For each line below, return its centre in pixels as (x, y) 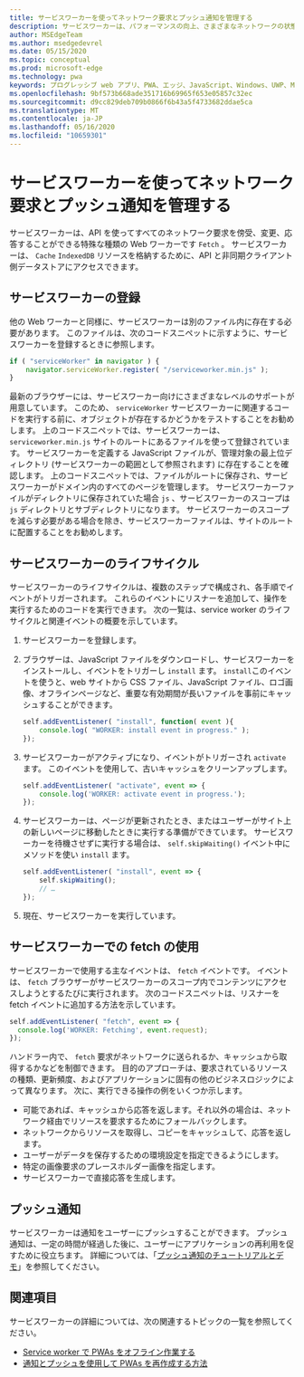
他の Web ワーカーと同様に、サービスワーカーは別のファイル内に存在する (147, 321)
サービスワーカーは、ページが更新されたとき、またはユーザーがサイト (153, 821)
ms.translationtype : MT (54, 110)
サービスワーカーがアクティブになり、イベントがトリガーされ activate (154, 757)
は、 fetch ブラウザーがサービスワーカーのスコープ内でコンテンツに (137, 981)
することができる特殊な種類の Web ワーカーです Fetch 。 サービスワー (148, 244)
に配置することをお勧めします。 (69, 532)
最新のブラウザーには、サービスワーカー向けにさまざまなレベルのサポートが (152, 397)
